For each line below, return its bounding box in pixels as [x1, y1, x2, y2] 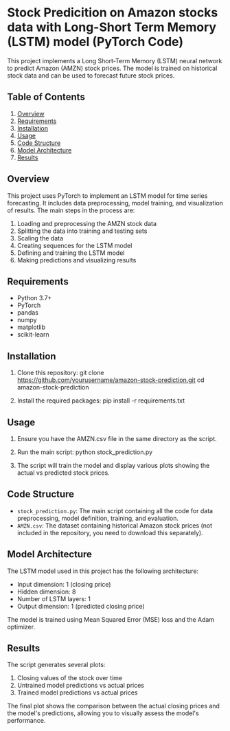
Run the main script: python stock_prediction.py [16, 448, 153, 456]
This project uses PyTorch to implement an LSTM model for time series [7, 191, 208, 200]
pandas [16, 308, 39, 317]
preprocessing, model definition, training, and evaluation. [16, 514, 179, 522]
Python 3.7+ [16, 294, 52, 302]
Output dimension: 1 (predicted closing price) [16, 602, 146, 610]
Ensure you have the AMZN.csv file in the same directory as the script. [16, 435, 218, 442]
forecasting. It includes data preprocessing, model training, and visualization [7, 199, 223, 207]
